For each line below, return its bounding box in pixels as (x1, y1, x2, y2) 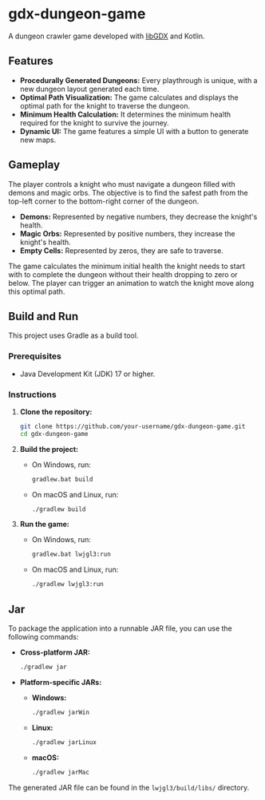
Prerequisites (8, 350, 61, 362)
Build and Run (8, 309, 78, 323)
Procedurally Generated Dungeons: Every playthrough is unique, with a (19, 75, 258, 85)
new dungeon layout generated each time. (19, 84, 160, 93)
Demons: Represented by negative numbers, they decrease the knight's (19, 212, 258, 221)
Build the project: (19, 444, 78, 453)
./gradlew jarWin (31, 708, 90, 716)
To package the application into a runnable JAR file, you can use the (8, 624, 233, 633)
